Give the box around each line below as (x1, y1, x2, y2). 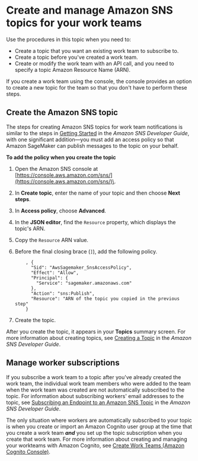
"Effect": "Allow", (30, 269, 79, 276)
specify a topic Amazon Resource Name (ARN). (14, 66, 131, 73)
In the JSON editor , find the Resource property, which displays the (14, 218, 176, 225)
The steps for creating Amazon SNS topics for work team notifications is (6, 123, 183, 131)
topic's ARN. (14, 225, 46, 232)
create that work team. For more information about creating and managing (6, 435, 187, 443)
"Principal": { (30, 275, 68, 281)
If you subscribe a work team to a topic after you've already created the (6, 373, 181, 380)
